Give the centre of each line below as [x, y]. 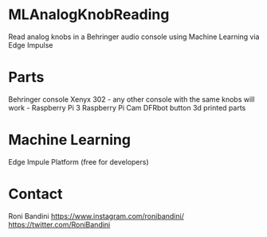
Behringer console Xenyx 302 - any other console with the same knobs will [132, 99]
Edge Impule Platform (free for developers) [79, 161]
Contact [35, 194]
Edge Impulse [31, 45]
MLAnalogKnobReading [89, 15]
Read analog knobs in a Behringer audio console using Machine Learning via [134, 37]
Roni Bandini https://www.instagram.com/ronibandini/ [96, 216]
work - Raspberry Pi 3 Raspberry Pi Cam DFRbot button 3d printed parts [127, 107]
